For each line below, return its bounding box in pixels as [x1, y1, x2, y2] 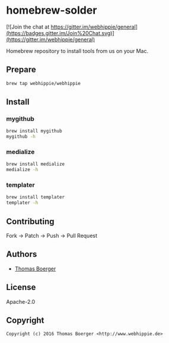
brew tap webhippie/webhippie [6, 80, 81, 86]
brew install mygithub [6, 128, 62, 134]
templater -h [6, 200, 39, 206]
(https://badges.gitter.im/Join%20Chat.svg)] [6, 29, 114, 36]
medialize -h [6, 167, 39, 173]
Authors [6, 249, 37, 259]
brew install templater [6, 194, 65, 200]
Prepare [6, 65, 37, 75]
